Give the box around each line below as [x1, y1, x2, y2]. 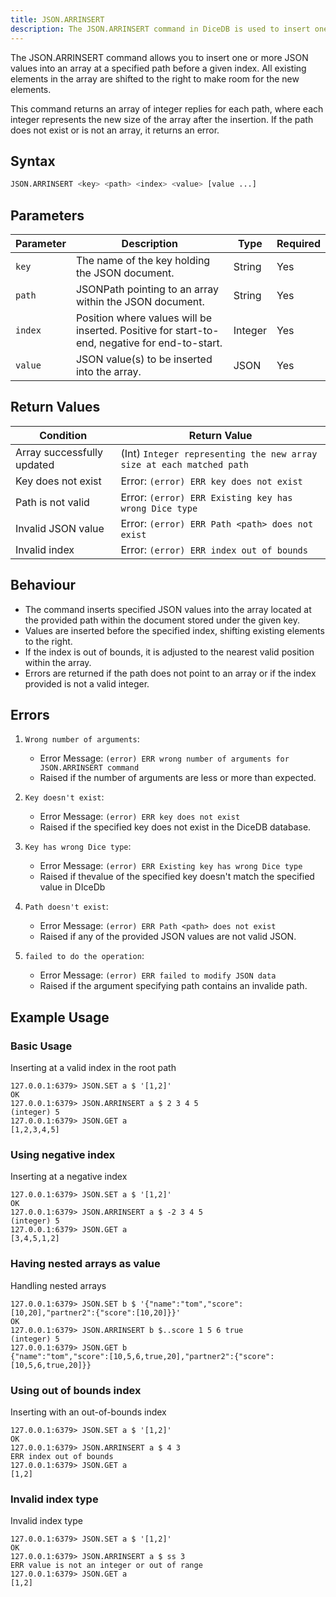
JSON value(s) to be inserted [75, 352, 213, 366]
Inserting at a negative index [10, 1171, 128, 1183]
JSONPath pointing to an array [75, 282, 219, 296]
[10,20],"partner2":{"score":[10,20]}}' [10, 1307, 182, 1318]
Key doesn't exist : [24, 791, 105, 803]
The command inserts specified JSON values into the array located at [24, 603, 312, 615]
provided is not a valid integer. [24, 677, 150, 690]
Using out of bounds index [10, 1383, 142, 1397]
